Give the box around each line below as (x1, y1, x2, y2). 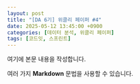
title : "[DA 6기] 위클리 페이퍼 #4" (7, 16, 102, 23)
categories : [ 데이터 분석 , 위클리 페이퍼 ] (7, 29, 115, 36)
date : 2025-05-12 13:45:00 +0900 (7, 23, 103, 29)
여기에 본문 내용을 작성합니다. (7, 55, 86, 64)
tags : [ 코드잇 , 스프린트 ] (7, 36, 71, 42)
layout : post (7, 10, 45, 17)
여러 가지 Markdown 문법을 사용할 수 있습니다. (7, 70, 134, 78)
